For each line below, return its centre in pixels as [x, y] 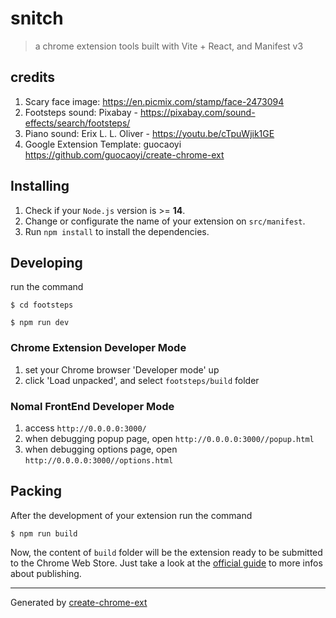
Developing [46, 262]
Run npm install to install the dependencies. [117, 231]
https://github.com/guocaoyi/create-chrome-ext [124, 154]
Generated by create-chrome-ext [79, 602]
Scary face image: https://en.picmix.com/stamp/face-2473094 [154, 101]
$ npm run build [44, 533]
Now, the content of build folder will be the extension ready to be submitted [166, 552]
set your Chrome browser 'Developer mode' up [122, 369]
